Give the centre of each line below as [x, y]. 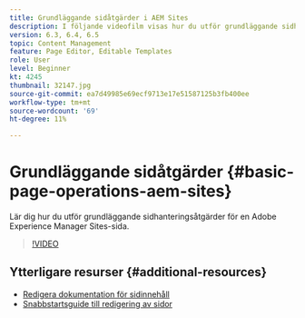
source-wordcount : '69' [54, 111]
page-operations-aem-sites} [121, 191]
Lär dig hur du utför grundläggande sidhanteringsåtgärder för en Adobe [143, 217]
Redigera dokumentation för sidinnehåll [96, 294]
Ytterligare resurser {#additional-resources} [138, 272]
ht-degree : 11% [38, 119]
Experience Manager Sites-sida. [69, 226]
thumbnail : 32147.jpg [50, 85]
